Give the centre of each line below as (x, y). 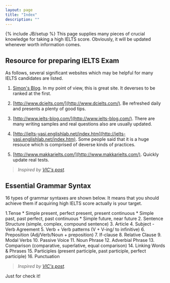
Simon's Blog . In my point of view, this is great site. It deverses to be (84, 88)
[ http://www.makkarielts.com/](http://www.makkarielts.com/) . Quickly (86, 154)
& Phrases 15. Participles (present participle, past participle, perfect (76, 251)
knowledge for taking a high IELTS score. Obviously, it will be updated (78, 39)
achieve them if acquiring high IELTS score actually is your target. (74, 203)
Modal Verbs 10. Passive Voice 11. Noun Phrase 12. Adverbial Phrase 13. (80, 240)
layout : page (19, 10)
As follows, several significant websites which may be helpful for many (79, 73)
